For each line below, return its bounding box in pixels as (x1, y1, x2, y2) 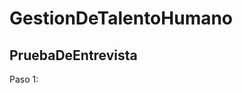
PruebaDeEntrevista (9, 47, 138, 64)
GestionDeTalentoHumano (9, 7, 234, 30)
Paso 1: (9, 73, 39, 85)
